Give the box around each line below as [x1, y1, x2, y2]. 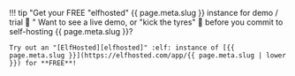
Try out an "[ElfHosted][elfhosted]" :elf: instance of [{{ [9, 43, 236, 52]
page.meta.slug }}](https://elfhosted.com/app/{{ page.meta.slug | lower [9, 51, 287, 60]
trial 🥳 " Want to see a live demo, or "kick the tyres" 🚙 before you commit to [9, 17, 284, 27]
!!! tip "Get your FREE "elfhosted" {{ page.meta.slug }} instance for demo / [9, 8, 278, 18]
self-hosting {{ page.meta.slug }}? [9, 27, 133, 36]
